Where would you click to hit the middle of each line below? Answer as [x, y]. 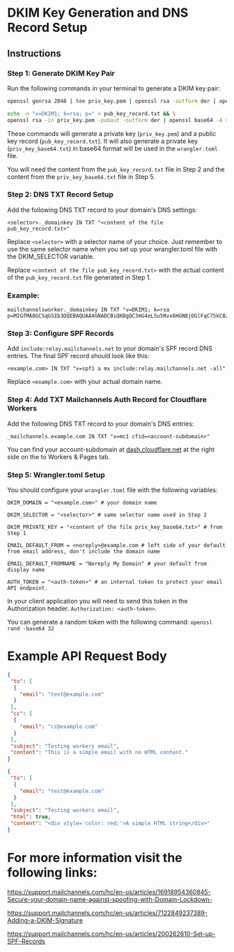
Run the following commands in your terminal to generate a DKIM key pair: [114, 88]
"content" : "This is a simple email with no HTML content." [99, 753]
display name [26, 569]
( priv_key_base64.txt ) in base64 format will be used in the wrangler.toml [112, 148]
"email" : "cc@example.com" [59, 726]
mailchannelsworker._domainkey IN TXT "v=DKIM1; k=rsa [88, 310]
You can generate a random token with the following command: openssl [110, 622]
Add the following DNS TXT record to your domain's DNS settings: [102, 210]
